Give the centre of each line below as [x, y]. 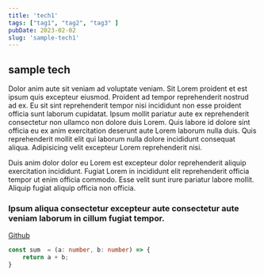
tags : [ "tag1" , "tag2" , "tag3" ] [63, 23]
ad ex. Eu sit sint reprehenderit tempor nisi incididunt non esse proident [125, 106]
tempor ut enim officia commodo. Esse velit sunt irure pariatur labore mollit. [131, 180]
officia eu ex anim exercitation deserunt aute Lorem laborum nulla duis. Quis [132, 130]
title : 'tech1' [33, 15]
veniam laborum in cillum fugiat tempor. [86, 218]
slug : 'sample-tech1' [44, 38]
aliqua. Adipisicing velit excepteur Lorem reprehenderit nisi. [105, 148]
